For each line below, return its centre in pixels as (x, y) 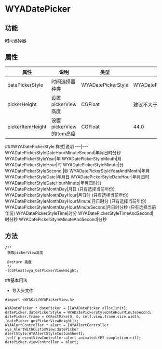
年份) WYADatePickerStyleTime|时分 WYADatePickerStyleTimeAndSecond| (79, 213)
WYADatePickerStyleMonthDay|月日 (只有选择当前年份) (60, 189)
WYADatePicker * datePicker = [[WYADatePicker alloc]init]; (67, 308)
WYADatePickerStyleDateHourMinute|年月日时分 (53, 183)
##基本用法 (16, 280)
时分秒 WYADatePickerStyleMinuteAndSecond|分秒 (56, 219)
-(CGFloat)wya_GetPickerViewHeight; (42, 270)
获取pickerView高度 (25, 253)
